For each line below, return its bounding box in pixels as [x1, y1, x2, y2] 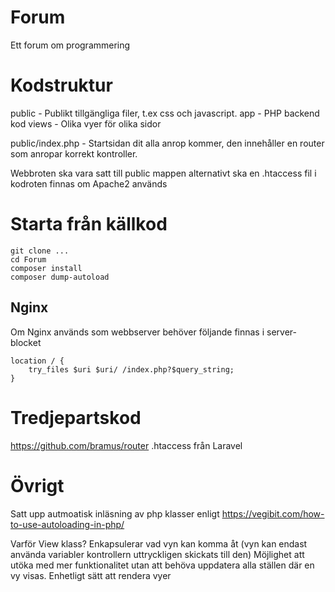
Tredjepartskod [10, 406, 142, 429]
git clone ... [10, 246, 70, 256]
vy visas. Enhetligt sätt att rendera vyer [10, 569, 172, 581]
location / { [10, 356, 65, 366]
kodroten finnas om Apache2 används [10, 177, 168, 190]
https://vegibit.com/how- [221, 507, 325, 520]
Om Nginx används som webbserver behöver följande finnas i [10, 326, 265, 338]
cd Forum [10, 254, 47, 265]
